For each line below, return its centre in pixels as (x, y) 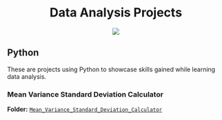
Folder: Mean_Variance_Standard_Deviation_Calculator (85, 109)
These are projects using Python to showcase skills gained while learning (111, 69)
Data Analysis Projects (116, 13)
